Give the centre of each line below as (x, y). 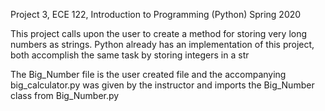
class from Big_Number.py (65, 95)
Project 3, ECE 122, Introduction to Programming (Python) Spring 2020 (156, 14)
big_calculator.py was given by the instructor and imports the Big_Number (162, 85)
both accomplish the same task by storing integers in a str (130, 55)
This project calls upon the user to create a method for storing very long (159, 33)
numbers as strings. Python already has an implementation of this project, (162, 44)
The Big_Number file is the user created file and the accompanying (148, 74)
